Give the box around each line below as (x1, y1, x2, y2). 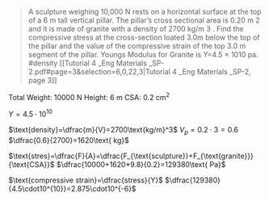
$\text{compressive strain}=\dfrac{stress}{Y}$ (8, 175, 163, 185)
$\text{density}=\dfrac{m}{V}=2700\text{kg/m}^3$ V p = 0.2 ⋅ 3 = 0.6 (8, 125, 238, 136)
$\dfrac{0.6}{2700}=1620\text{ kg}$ (8, 136, 129, 145)
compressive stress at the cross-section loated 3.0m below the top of (27, 32, 260, 42)
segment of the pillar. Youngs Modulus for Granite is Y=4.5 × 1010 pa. (27, 50, 258, 59)
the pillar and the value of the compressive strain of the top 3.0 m (27, 41, 246, 51)
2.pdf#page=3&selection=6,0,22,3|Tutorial (27, 67, 171, 76)
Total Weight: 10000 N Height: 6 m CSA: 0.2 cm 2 (8, 91, 170, 102)
